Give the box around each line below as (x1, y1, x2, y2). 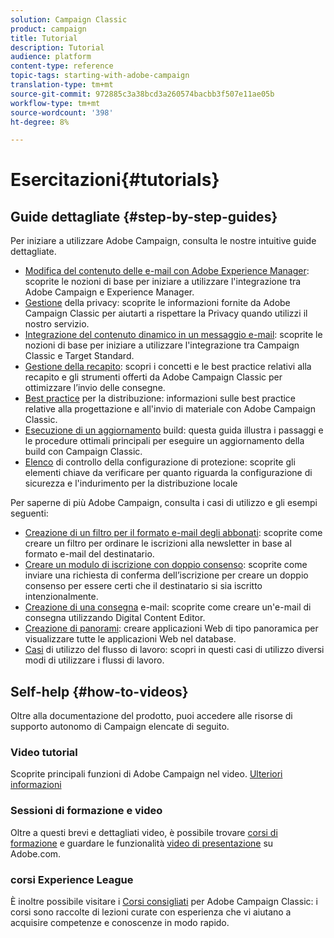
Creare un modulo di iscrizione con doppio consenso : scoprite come (24, 559, 308, 571)
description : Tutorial (10, 42, 105, 53)
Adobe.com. (10, 847, 62, 860)
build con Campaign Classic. (24, 446, 143, 458)
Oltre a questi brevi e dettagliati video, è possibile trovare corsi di (10, 826, 278, 838)
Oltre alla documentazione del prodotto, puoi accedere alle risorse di (10, 710, 293, 722)
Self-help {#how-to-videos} (10, 683, 189, 700)
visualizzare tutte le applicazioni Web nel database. (24, 633, 237, 645)
